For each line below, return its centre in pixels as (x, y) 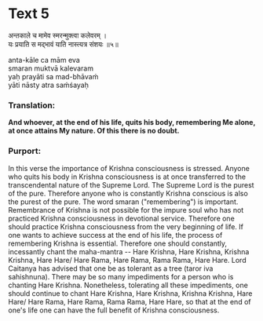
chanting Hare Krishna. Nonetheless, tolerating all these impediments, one (128, 285)
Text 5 (29, 14)
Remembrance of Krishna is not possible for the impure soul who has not (126, 210)
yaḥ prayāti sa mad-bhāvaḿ (53, 76)
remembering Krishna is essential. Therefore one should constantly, (118, 243)
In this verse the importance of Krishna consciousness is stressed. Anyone (129, 168)
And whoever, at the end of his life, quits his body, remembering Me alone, (132, 122)
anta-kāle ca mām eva (44, 60)
